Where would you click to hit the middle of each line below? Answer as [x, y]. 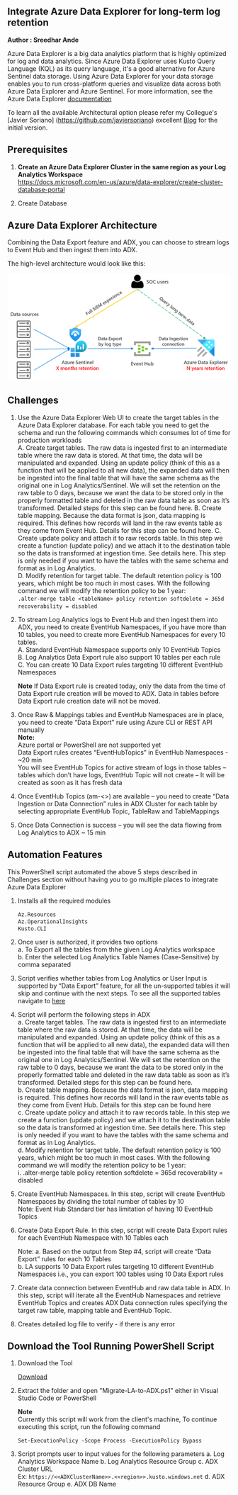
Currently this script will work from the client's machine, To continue [117, 1419]
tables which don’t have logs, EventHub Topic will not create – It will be [121, 774]
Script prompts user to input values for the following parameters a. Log [121, 1454]
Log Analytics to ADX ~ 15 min [62, 833]
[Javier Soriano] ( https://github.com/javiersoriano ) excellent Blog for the [113, 120]
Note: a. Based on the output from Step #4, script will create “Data [114, 1251]
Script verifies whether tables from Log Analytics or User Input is [112, 978]
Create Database [42, 203]
